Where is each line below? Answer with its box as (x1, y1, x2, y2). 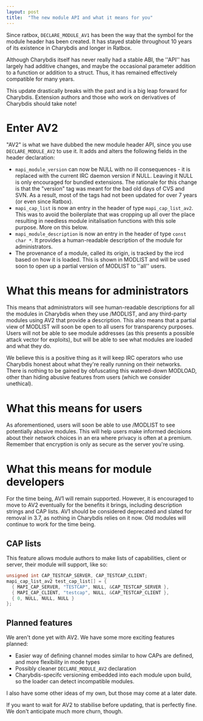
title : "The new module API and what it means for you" (6, 15, 153, 21)
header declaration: (6, 154, 56, 161)
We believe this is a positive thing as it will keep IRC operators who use (6, 354, 184, 362)
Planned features (6, 617, 73, 628)
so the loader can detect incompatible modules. (15, 678, 135, 685)
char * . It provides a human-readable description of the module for (15, 237, 183, 244)
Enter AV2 (6, 121, 59, 135)
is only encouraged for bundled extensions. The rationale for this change (15, 178, 198, 186)
